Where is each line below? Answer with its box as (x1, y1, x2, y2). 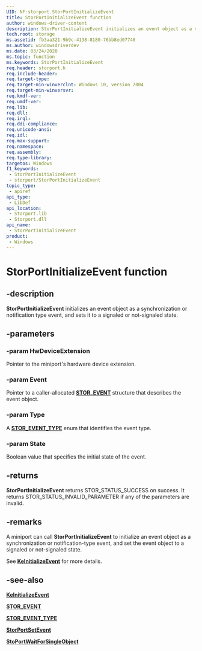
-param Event (6, 375, 47, 384)
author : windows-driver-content (6, 20, 87, 26)
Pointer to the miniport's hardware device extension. (6, 360, 136, 368)
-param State (6, 439, 46, 448)
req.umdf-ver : (6, 98, 42, 104)
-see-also (6, 575, 44, 585)
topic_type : (6, 183, 36, 189)
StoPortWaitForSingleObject (6, 638, 79, 645)
